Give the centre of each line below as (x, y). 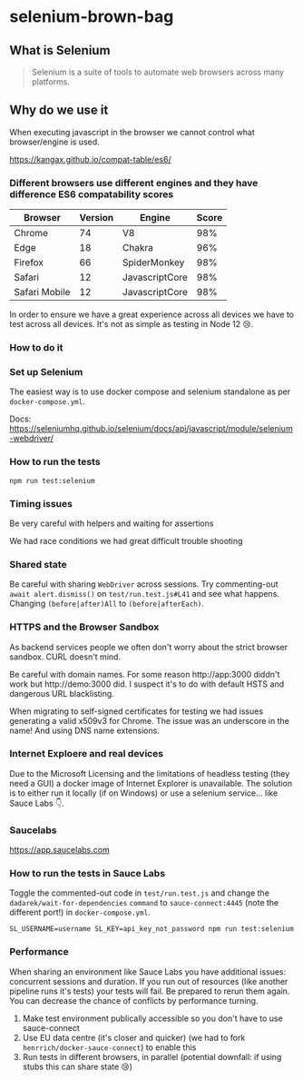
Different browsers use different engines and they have (134, 183)
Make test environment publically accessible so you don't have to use (152, 1018)
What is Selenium (60, 50)
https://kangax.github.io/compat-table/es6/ (90, 159)
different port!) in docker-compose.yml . (80, 912)
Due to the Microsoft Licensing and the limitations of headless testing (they (150, 773)
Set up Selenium (46, 372)
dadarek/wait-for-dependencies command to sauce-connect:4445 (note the (144, 903)
